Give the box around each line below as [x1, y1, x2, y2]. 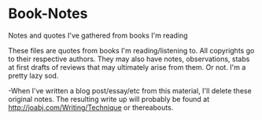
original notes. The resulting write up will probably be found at [8, 94, 210, 104]
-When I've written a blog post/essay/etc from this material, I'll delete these [8, 85, 252, 95]
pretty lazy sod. [8, 71, 59, 80]
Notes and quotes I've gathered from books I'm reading [8, 31, 188, 40]
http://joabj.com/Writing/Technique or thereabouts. [8, 103, 174, 112]
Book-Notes [8, 5, 88, 23]
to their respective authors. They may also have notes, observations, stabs [8, 54, 250, 64]
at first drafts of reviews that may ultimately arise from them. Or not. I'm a [8, 62, 246, 71]
